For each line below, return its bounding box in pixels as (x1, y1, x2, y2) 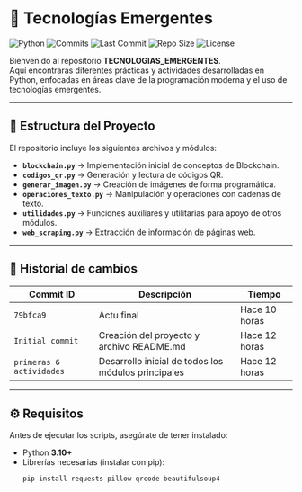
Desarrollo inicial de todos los (98, 354, 224, 367)
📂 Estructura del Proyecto (9, 119, 155, 134)
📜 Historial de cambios (9, 261, 138, 277)
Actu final (98, 309, 139, 321)
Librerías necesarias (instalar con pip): (22, 457, 164, 468)
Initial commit (13, 335, 79, 345)
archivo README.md (98, 340, 186, 353)
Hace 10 (239, 303, 277, 316)
